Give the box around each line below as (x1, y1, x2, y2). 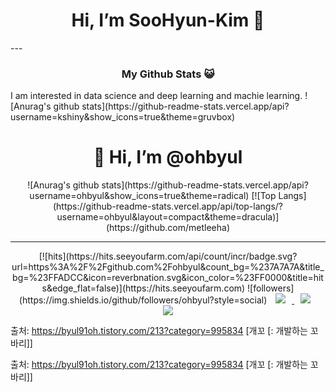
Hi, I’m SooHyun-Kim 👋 (71, 9, 265, 32)
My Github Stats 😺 (121, 67, 215, 81)
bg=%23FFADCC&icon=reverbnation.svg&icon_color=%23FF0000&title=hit (12, 272, 324, 284)
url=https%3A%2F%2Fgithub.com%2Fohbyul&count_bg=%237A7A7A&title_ (11, 261, 325, 273)
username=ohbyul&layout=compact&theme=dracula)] (56, 211, 280, 223)
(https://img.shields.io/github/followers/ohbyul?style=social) (18, 294, 268, 306)
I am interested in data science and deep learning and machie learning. (10, 90, 303, 102)
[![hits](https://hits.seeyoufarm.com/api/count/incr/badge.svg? (38, 250, 298, 263)
